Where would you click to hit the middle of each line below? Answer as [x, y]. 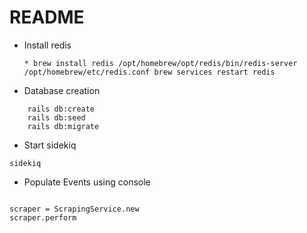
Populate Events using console [87, 182]
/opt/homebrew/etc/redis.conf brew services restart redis [149, 72]
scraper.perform [43, 217]
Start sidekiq [50, 145]
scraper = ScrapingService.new [74, 209]
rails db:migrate [63, 126]
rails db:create [61, 109]
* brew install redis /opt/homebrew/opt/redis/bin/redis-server [160, 63]
